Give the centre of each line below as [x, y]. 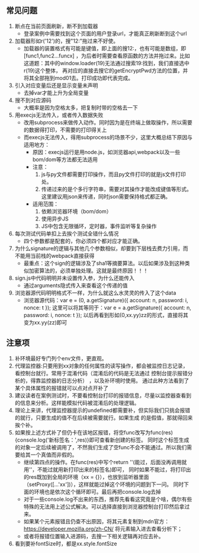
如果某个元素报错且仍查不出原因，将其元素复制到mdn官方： [97, 521]
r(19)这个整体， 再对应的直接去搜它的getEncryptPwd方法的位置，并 [106, 71]
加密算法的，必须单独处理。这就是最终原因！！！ [89, 270]
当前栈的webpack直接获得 [62, 255]
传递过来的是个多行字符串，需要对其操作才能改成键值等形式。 [117, 189]
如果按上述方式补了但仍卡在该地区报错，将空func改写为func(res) [94, 432]
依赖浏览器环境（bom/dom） [76, 211]
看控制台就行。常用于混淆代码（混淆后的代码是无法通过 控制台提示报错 [101, 373]
